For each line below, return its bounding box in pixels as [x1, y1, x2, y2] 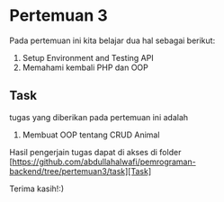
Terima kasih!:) [9, 183, 65, 194]
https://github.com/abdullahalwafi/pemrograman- [12, 156, 196, 167]
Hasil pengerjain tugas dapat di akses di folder [9, 146, 182, 157]
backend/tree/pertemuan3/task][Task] [9, 165, 152, 176]
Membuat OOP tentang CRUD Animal [22, 129, 160, 140]
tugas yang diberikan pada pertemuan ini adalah [9, 111, 189, 122]
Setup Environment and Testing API [22, 52, 155, 63]
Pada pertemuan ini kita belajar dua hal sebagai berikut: [9, 35, 216, 46]
